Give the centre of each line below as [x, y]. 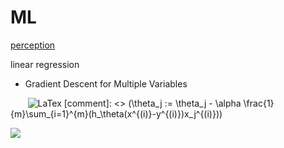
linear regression [45, 64]
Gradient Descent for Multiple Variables [106, 83]
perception [33, 45]
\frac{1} [259, 103]
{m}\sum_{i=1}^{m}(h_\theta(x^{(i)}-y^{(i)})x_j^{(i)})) [116, 113]
